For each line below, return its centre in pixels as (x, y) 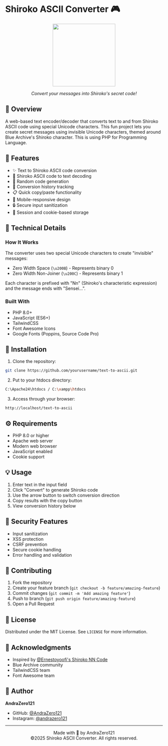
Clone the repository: (34, 361)
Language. (16, 142)
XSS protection (28, 539)
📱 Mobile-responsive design (41, 199)
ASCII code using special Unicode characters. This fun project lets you (78, 126)
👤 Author (19, 691)
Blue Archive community (38, 665)
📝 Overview (23, 109)
